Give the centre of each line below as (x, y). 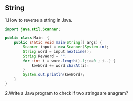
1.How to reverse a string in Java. (39, 20)
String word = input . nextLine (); (57, 52)
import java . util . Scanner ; (33, 29)
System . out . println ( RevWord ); (54, 74)
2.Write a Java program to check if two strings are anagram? (66, 93)
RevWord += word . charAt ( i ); (60, 65)
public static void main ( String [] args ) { (58, 42)
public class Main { (27, 38)
